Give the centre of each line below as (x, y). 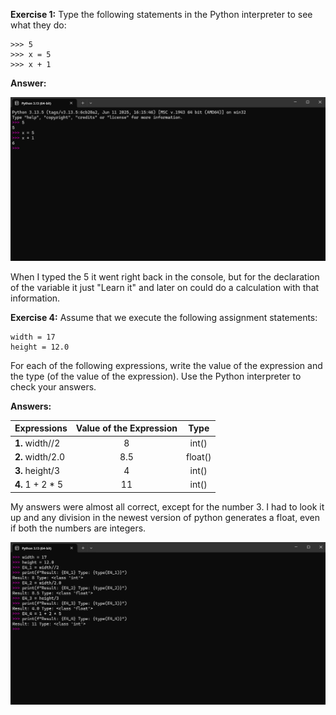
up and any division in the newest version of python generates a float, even (165, 517)
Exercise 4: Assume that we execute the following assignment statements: (164, 317)
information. (35, 298)
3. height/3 (37, 471)
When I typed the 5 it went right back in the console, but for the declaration (165, 276)
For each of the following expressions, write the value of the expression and (166, 365)
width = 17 (33, 337)
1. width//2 (37, 443)
